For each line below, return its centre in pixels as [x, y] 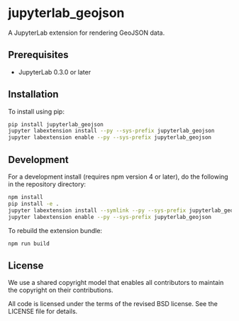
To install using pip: [36, 111]
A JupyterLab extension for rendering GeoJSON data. [87, 33]
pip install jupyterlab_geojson [56, 124]
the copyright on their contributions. [61, 290]
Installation [33, 95]
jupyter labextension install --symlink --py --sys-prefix [97, 210]
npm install [26, 197]
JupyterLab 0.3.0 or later [55, 72]
